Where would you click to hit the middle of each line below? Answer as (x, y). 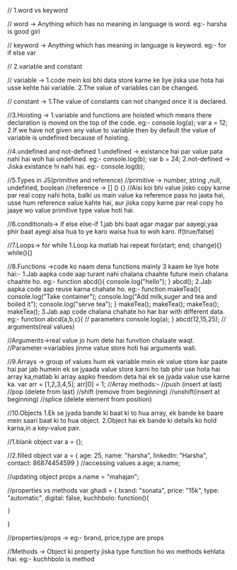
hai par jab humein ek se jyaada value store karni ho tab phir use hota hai (114, 369)
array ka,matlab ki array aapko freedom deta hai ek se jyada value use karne (118, 377)
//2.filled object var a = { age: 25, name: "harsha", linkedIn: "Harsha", (107, 455)
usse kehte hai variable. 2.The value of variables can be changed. (103, 87)
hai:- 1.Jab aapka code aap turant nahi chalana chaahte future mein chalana (118, 274)
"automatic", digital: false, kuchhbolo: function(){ (79, 498)
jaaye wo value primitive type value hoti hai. (71, 210)
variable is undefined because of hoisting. (69, 138)
